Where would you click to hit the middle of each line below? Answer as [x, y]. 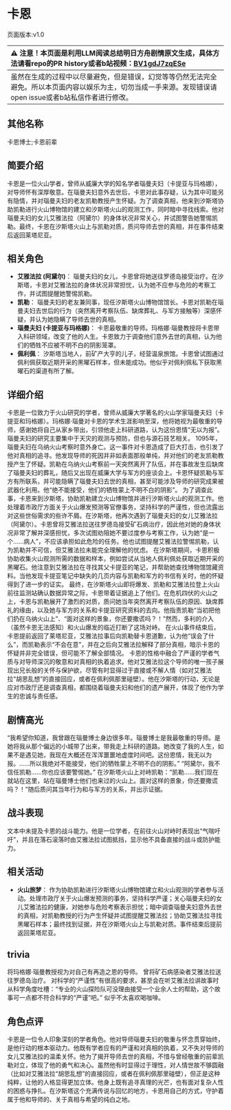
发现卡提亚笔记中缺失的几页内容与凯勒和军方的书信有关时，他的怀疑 [127, 576]
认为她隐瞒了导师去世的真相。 [78, 320]
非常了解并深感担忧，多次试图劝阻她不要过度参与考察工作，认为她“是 [111, 533]
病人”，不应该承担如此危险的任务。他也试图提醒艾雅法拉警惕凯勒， [118, 542]
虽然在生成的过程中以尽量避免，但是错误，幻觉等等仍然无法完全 [114, 76]
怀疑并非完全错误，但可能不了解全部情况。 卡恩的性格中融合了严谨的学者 [110, 653]
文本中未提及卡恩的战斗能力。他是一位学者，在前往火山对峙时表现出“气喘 [111, 831]
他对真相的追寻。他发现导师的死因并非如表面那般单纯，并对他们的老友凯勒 [112, 456]
